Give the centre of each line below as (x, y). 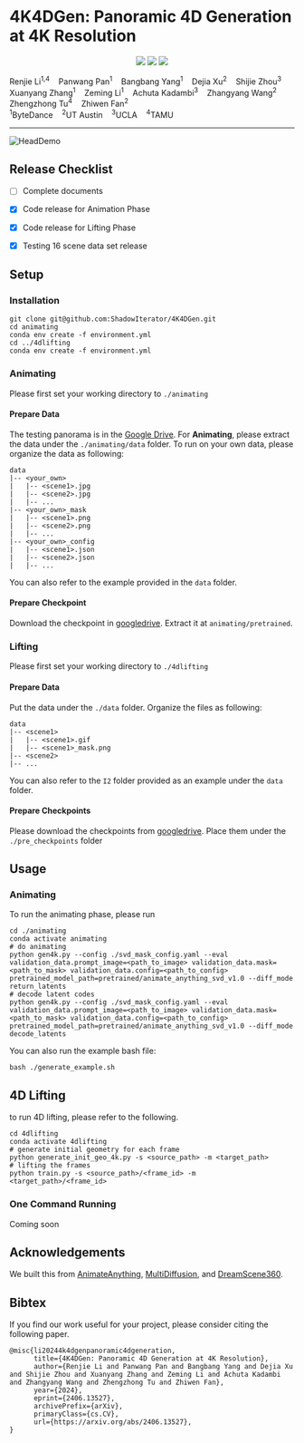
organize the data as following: (67, 453)
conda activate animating (58, 939)
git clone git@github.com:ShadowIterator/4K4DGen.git (113, 319)
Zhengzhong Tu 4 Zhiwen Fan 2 (69, 103)
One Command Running (63, 1205)
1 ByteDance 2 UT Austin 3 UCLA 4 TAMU (91, 113)
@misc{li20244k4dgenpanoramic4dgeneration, (93, 1351)
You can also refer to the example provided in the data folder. (123, 582)
